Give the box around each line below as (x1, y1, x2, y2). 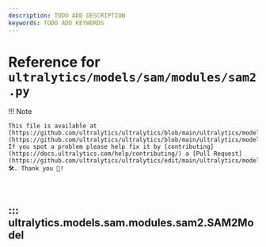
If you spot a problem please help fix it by (8, 143, 161, 151)
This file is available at (8, 122, 97, 131)
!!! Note (8, 107, 32, 116)
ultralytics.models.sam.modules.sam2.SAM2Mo (8, 215, 255, 230)
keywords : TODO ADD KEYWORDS (8, 19, 104, 27)
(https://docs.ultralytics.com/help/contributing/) (8, 150, 182, 158)
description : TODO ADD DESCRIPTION (8, 11, 126, 20)
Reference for (8, 53, 101, 71)
